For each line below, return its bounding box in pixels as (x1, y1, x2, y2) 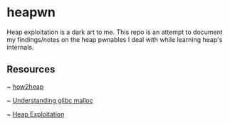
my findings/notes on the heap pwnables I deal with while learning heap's (6, 35, 223, 43)
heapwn (6, 4, 56, 21)
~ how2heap (6, 82, 44, 91)
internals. (6, 43, 34, 51)
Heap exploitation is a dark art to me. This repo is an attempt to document (6, 28, 224, 36)
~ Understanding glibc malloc (6, 96, 93, 104)
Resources (6, 63, 56, 75)
